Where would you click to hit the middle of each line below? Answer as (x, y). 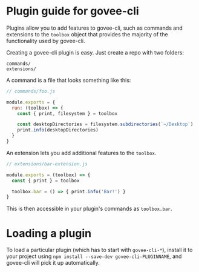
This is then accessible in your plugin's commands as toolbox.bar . (89, 209)
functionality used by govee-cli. (46, 41)
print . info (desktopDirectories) (58, 130)
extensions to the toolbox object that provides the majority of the (87, 34)
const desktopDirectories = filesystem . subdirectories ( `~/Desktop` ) (105, 124)
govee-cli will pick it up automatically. (53, 263)
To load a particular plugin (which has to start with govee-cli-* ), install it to (99, 250)
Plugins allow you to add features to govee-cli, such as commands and (94, 28)
